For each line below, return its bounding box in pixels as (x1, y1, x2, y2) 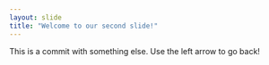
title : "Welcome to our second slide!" (9, 21, 159, 30)
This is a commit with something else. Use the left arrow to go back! (9, 45, 260, 56)
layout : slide (9, 12, 63, 22)
